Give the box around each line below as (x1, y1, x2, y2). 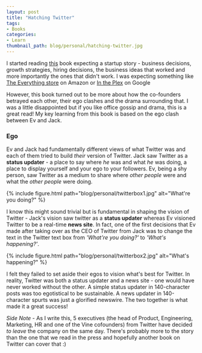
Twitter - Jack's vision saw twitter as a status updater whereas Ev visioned (6, 214, 196, 222)
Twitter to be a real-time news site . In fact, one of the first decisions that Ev (6, 221, 196, 228)
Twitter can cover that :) (6, 340, 67, 348)
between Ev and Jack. (6, 116, 62, 124)
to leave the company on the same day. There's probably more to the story (6, 327, 194, 335)
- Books (6, 26, 26, 32)
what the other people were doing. (6, 178, 93, 186)
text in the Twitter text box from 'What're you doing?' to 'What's (6, 234, 166, 241)
